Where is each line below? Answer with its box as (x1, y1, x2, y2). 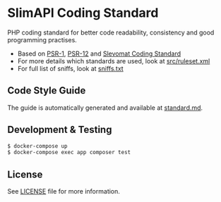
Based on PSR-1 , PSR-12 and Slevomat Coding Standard (17, 49, 181, 58)
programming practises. (7, 35, 78, 44)
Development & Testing (7, 124, 112, 136)
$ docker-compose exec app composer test (7, 149, 131, 156)
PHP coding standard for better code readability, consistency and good (7, 28, 215, 37)
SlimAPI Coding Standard (7, 5, 159, 21)
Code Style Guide (7, 84, 86, 96)
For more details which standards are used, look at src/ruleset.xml (17, 56, 210, 65)
